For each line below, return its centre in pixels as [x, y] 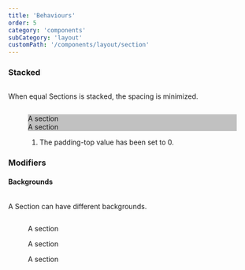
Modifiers [27, 163]
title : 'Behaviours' [42, 15]
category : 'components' [47, 30]
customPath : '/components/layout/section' [79, 45]
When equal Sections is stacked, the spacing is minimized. [103, 96]
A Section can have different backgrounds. [78, 206]
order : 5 [22, 23]
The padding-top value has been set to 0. [107, 142]
